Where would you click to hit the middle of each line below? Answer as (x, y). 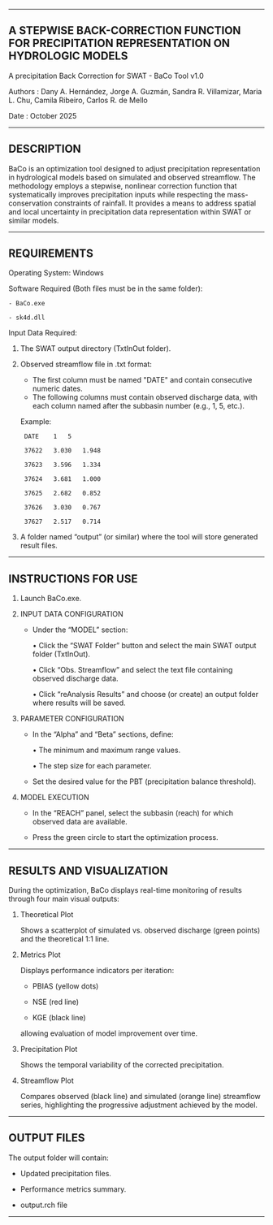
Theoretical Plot (47, 915)
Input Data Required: (43, 333)
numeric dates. (57, 389)
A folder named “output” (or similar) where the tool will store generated (139, 537)
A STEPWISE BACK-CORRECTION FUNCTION (125, 30)
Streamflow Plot (47, 1080)
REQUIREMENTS (51, 254)
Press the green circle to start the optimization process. (125, 838)
